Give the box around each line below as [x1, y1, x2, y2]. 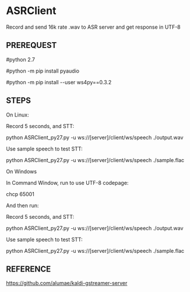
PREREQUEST [6, 40, 57, 50]
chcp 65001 [6, 190, 35, 197]
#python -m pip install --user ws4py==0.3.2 [6, 78, 112, 85]
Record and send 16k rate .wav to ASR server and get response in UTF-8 [6, 23, 181, 30]
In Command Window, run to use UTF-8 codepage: [6, 179, 129, 186]
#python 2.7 [6, 56, 35, 63]
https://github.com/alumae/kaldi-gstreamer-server [6, 280, 128, 287]
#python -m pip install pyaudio [6, 67, 80, 74]
